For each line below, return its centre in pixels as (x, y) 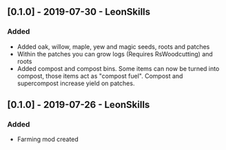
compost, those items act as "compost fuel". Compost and (100, 76)
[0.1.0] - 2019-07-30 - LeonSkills (79, 12)
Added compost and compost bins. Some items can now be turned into (118, 68)
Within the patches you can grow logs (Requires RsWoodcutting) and (115, 54)
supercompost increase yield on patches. (76, 83)
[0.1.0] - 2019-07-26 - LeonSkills (79, 105)
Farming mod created (48, 139)
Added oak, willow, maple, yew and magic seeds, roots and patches (113, 46)
